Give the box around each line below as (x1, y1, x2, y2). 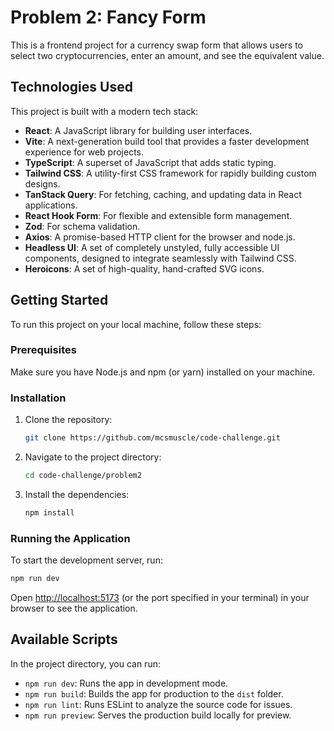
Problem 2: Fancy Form (10, 6, 207, 29)
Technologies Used (10, 79, 133, 96)
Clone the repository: (24, 414, 113, 426)
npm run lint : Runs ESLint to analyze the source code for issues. (24, 698, 293, 710)
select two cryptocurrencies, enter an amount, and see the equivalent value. (10, 49, 325, 61)
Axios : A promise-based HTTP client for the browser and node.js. (24, 231, 296, 243)
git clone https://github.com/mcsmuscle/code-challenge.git (24, 433, 281, 443)
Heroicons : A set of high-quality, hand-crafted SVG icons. (24, 262, 265, 275)
